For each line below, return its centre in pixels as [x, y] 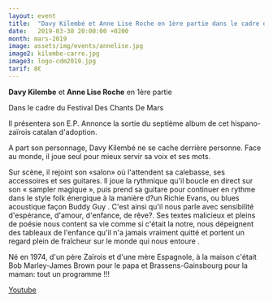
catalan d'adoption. [65, 132]
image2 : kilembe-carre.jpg [54, 54]
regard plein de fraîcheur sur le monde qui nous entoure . [104, 241]
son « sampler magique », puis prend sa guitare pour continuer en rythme [132, 189]
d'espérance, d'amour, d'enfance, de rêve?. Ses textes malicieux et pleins [132, 215]
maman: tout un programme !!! [59, 274]
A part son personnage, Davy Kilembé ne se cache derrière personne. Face [135, 148]
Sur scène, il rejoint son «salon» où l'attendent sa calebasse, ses [117, 172]
